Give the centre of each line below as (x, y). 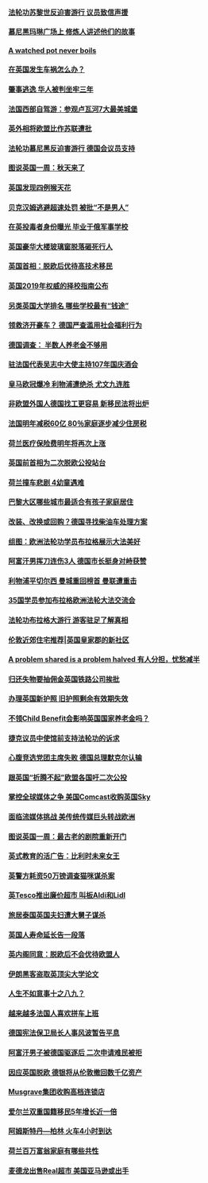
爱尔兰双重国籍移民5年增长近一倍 (63, 1111)
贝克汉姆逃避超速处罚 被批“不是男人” (69, 207)
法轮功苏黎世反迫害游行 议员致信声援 (68, 12)
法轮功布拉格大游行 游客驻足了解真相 (68, 620)
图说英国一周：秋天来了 (46, 168)
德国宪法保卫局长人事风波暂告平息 (64, 1033)
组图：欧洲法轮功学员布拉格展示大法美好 (74, 541)
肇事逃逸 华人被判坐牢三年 (51, 89)
